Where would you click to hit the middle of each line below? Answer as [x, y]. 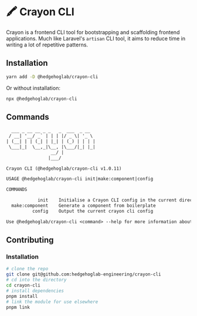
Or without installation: [33, 88]
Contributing [30, 240]
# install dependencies [35, 291]
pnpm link [18, 307]
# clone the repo [27, 269]
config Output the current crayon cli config [93, 211]
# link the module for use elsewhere [52, 302]
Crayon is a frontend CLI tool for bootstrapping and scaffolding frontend [93, 32]
